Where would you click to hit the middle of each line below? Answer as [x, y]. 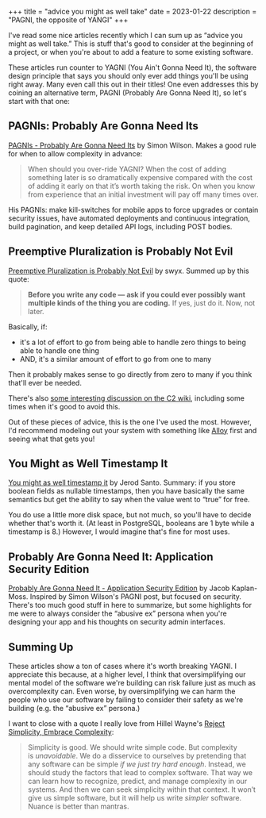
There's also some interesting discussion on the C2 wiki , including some [126, 398]
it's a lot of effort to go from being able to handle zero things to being [133, 342]
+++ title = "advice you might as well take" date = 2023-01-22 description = [133, 12]
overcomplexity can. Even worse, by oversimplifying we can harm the [122, 691]
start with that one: [39, 101]
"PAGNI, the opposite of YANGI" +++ [68, 20]
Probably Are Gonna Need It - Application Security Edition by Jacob [119, 588]
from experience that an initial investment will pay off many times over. [143, 194]
